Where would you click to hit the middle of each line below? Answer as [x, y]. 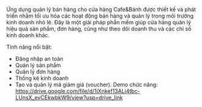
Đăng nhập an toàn [39, 59]
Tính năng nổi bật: [29, 47]
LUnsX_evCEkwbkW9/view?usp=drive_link [69, 98]
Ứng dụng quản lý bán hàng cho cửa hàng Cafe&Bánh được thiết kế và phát [101, 9]
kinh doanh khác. [28, 35]
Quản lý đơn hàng [38, 72]
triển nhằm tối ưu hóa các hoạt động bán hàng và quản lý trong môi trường [100, 16]
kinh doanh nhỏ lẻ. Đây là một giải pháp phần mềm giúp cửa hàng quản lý [99, 22]
